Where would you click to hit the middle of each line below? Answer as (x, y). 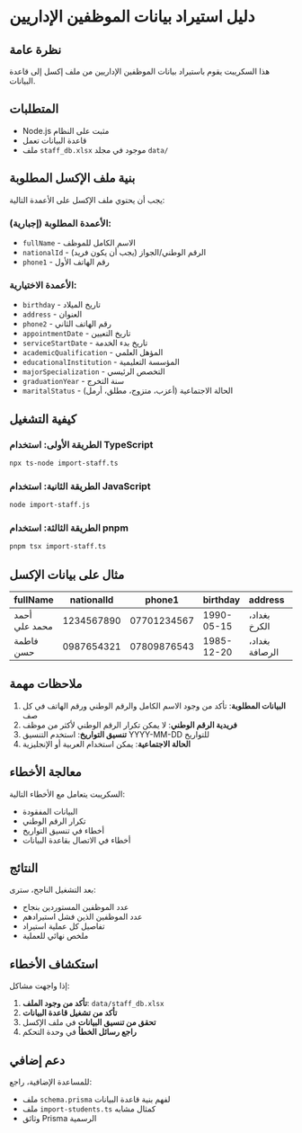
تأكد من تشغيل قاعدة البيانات (70, 1013)
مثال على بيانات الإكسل (67, 574)
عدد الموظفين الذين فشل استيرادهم (82, 917)
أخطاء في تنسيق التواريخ (63, 830)
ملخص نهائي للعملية (55, 936)
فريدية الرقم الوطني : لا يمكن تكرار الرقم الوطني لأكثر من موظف (130, 725)
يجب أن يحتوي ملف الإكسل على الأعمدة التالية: (87, 200)
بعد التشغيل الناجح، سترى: (53, 890)
